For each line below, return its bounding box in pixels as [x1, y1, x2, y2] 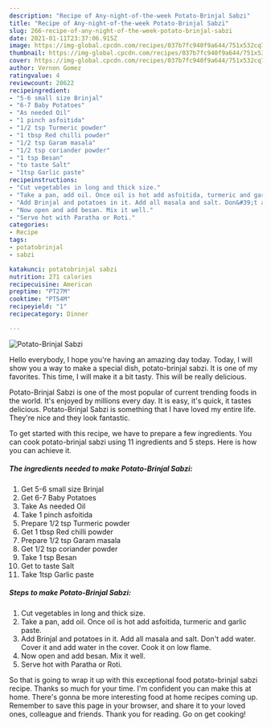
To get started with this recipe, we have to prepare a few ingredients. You [9, 428, 253, 438]
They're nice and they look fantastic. [9, 413, 131, 423]
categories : [9, 221, 49, 229]
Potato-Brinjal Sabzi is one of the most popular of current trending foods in [9, 387, 257, 397]
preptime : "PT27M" [9, 288, 71, 296]
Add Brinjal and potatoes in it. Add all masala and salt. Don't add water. [20, 634, 257, 643]
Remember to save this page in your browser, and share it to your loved [9, 700, 246, 710]
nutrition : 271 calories [9, 272, 92, 281]
